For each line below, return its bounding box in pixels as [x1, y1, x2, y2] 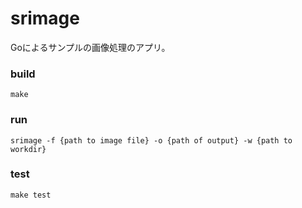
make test [10, 190, 52, 200]
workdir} [10, 144, 47, 154]
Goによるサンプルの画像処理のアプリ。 [10, 41, 171, 53]
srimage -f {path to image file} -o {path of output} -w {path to [10, 135, 293, 146]
